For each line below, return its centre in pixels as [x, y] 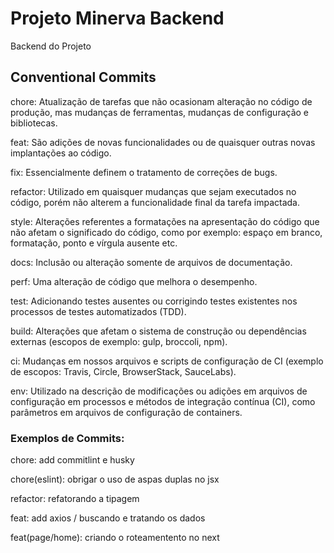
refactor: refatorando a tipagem [75, 499]
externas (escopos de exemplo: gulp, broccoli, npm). [119, 341]
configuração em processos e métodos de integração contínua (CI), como [163, 401]
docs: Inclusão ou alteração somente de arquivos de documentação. [151, 262]
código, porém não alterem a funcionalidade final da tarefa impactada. [155, 202]
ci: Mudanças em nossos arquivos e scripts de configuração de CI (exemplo [167, 361]
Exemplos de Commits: [67, 438]
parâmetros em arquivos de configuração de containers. [126, 412]
